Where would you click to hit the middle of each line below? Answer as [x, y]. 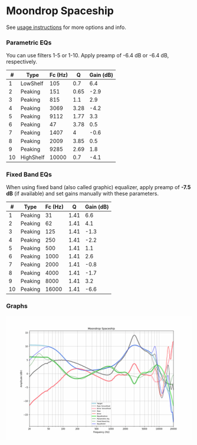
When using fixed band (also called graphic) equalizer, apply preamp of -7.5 [98, 187]
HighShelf [32, 157]
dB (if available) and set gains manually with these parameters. [83, 194]
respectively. [22, 62]
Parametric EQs [29, 43]
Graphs [17, 306]
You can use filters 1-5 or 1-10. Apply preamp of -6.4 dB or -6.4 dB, [88, 56]
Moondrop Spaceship [60, 11]
